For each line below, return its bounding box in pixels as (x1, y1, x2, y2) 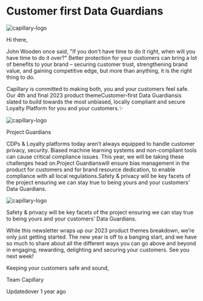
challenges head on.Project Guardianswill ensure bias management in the (6, 159, 190, 167)
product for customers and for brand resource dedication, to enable (6, 165, 176, 173)
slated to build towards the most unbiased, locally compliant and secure (6, 98, 186, 105)
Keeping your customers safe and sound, (6, 264, 109, 271)
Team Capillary (6, 276, 44, 283)
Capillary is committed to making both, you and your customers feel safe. (6, 85, 189, 92)
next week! (6, 253, 34, 260)
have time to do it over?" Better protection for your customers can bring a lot (6, 54, 198, 61)
